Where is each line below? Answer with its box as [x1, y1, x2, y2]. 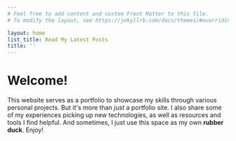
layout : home [7, 29, 46, 36]
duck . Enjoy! [7, 126, 44, 134]
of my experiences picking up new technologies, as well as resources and [7, 111, 221, 119]
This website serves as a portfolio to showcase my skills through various [7, 96, 217, 105]
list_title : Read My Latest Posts [7, 36, 109, 43]
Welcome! [7, 73, 68, 88]
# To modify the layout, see [7, 17, 93, 24]
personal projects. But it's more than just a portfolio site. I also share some [7, 103, 223, 112]
